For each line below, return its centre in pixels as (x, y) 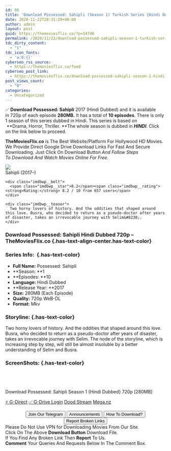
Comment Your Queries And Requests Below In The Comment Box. (76, 443)
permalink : (17, 39)
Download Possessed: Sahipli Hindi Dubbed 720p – (69, 235)
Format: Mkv (26, 304)
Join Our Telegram (46, 415)
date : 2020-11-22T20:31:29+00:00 (41, 19)
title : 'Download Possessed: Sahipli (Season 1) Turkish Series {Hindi (83, 15)
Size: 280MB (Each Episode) (43, 293)
